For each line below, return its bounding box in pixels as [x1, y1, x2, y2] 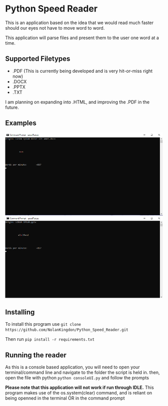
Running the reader [5, 351, 66, 359]
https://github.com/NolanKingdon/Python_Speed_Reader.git [5, 327, 128, 333]
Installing [5, 308, 35, 316]
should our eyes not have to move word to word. [5, 25, 105, 31]
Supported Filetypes [5, 55, 70, 63]
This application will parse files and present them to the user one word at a [5, 35, 159, 41]
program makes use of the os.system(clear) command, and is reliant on [5, 390, 152, 396]
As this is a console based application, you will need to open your [5, 364, 140, 370]
